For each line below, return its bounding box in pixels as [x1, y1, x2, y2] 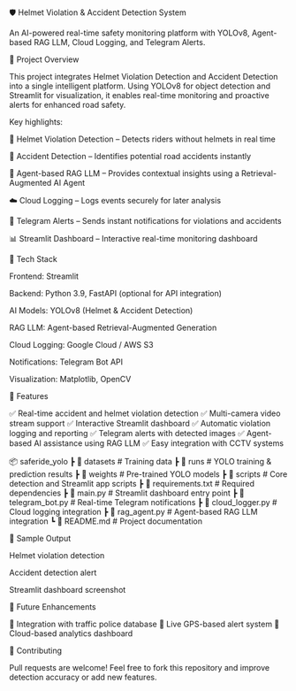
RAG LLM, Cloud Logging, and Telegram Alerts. [34, 37, 206, 47]
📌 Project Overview [9, 54, 80, 65]
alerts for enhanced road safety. [9, 100, 126, 110]
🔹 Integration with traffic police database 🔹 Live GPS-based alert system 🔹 [9, 618, 280, 629]
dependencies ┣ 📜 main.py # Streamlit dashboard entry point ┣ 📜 [9, 488, 245, 498]
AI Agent [53, 178, 86, 188]
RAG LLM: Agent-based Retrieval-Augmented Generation [9, 322, 217, 333]
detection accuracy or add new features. [9, 672, 157, 682]
